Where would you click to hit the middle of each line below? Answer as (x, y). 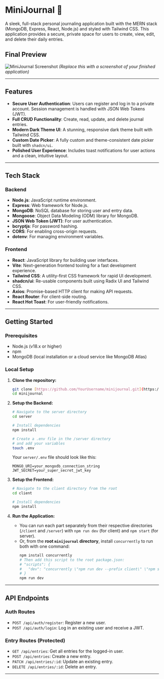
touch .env (23, 448)
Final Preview (26, 55)
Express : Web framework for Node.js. (50, 205)
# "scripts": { (35, 564)
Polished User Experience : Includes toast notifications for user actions (83, 150)
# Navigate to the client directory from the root (65, 489)
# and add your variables (38, 443)
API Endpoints (27, 598)
